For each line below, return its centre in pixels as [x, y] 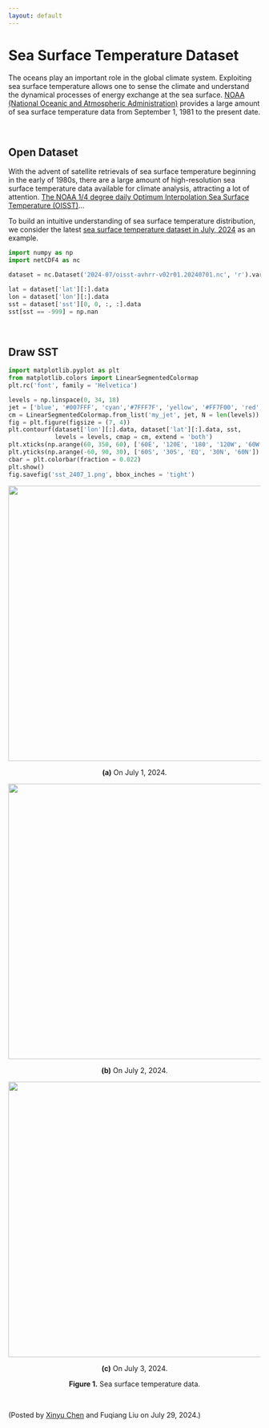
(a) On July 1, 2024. [134, 772]
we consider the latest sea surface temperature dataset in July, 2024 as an [132, 230]
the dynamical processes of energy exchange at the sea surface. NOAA [127, 95]
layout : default [35, 16]
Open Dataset [43, 152]
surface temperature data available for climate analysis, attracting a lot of [129, 188]
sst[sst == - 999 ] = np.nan [53, 312]
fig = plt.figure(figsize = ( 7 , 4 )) [69, 422]
